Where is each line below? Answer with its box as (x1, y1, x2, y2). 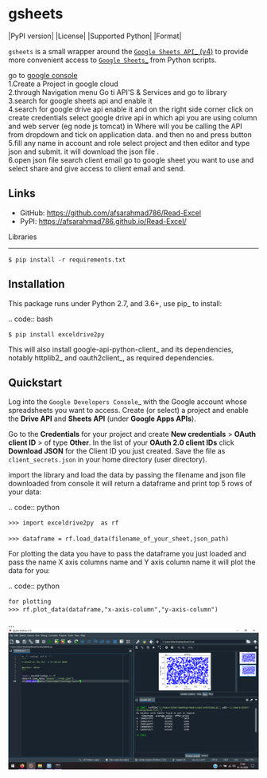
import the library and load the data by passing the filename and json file (8, 470, 246, 480)
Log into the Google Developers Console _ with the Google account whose (8, 397, 248, 407)
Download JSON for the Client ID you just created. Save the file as (8, 446, 226, 456)
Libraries (8, 232, 37, 242)
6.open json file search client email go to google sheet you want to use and (8, 155, 254, 164)
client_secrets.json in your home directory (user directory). (8, 455, 208, 465)
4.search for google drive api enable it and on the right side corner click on (8, 104, 253, 114)
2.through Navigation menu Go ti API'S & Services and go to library (8, 87, 228, 96)
